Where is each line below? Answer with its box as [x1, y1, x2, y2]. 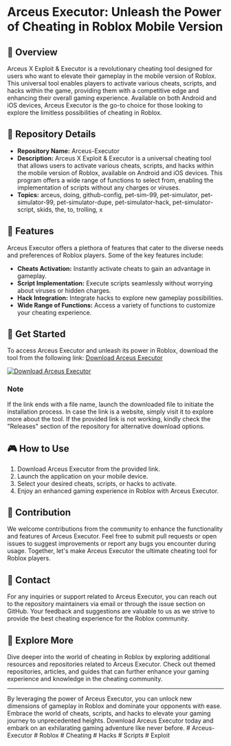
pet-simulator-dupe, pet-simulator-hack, [56, 198, 171, 206]
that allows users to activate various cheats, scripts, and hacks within [16, 161, 214, 170]
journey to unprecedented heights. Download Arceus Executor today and [7, 716, 214, 725]
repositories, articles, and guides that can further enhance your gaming [7, 667, 210, 676]
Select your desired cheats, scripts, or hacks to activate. [16, 479, 177, 487]
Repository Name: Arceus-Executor [16, 146, 120, 155]
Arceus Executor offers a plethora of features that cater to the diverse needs [7, 243, 224, 252]
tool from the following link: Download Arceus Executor [7, 354, 163, 362]
